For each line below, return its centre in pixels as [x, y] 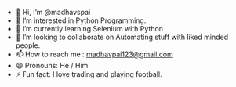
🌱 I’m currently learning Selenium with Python [89, 29]
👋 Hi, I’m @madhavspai [53, 12]
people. [28, 45]
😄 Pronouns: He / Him [52, 65]
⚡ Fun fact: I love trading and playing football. [89, 74]
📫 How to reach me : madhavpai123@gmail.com [94, 54]
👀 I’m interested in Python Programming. [81, 20]
